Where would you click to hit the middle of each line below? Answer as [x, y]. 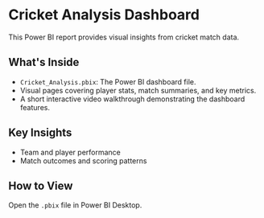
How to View [41, 185]
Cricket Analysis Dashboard [104, 15]
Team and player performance [70, 152]
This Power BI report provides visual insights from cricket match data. [124, 37]
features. [35, 107]
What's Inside [44, 62]
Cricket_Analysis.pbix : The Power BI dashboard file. [108, 81]
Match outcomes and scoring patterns [83, 160]
